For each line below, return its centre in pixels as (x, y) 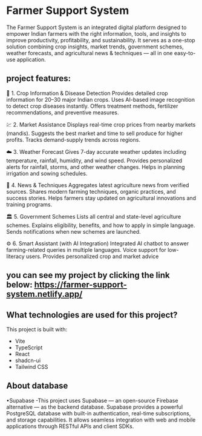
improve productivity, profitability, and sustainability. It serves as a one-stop (101, 40)
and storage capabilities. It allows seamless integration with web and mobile (101, 420)
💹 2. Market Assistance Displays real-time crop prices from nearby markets (101, 124)
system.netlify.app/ (44, 294)
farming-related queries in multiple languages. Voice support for (86, 249)
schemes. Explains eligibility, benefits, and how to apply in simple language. (101, 225)
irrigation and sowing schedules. (47, 173)
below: (19, 285)
